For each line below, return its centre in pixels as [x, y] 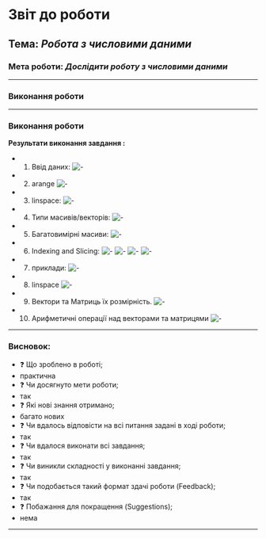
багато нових [42, 416]
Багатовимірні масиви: [70, 235]
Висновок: [30, 346]
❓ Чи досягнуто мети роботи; [69, 384]
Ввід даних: [51, 167]
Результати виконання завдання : [67, 143]
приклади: [49, 268]
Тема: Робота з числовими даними [100, 44]
